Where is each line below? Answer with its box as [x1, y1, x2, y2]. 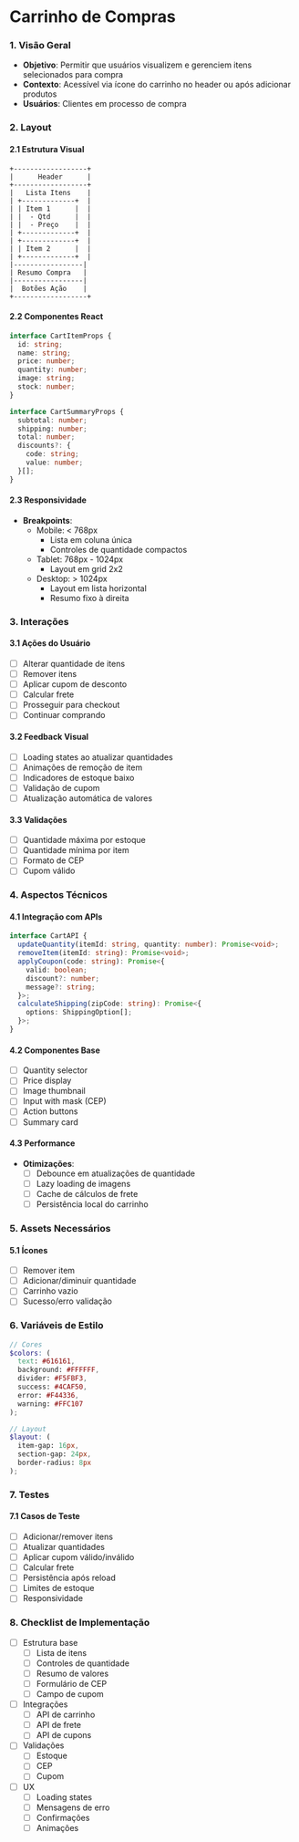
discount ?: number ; [26, 973, 100, 983]
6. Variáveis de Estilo [9, 1319, 104, 1332]
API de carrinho [36, 1709, 96, 1721]
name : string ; [17, 349, 71, 358]
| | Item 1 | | [9, 203, 92, 213]
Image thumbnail [22, 1086, 87, 1097]
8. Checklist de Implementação [9, 1617, 150, 1629]
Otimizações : [22, 1158, 75, 1169]
